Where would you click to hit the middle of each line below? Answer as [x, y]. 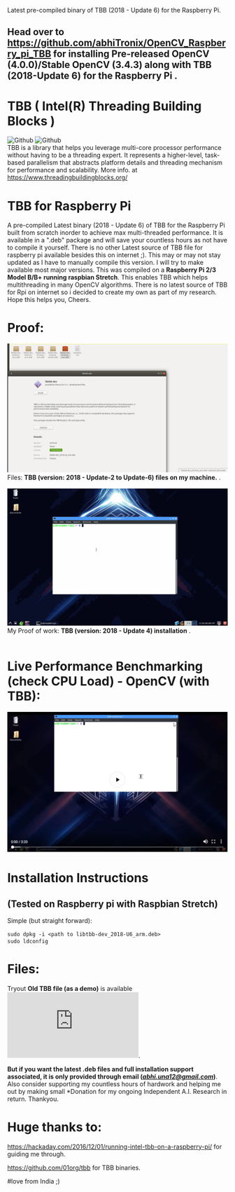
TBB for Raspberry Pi [69, 206]
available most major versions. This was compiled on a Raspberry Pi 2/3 [112, 270]
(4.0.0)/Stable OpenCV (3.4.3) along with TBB [109, 65]
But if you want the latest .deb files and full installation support [100, 1069]
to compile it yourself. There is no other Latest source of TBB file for [105, 247]
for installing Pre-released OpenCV [131, 54]
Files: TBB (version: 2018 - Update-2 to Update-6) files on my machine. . [114, 477]
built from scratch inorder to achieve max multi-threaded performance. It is [115, 233]
